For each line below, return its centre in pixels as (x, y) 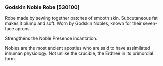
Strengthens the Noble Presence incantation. (51, 38)
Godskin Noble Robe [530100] (42, 7)
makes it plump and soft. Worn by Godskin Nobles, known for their (74, 23)
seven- (150, 23)
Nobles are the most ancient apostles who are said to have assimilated (78, 48)
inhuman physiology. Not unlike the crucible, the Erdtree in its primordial (79, 53)
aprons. (23, 29)
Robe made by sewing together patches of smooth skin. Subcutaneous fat (82, 18)
